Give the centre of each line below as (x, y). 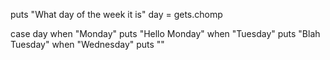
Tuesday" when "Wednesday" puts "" (87, 44)
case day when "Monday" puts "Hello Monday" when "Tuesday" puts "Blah (165, 33)
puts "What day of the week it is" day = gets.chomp (116, 14)
